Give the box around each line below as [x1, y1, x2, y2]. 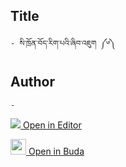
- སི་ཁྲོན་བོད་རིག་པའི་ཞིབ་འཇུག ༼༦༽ [10, 38, 116, 48]
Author [10, 74, 55, 91]
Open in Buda [28, 145, 85, 157]
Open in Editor [22, 119, 82, 131]
